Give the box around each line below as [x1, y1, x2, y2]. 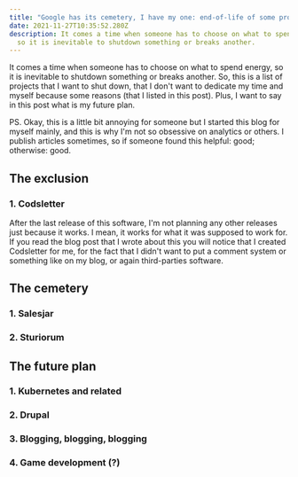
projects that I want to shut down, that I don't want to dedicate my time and [9, 81, 284, 91]
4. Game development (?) [9, 457, 121, 469]
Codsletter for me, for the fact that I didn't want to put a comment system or [9, 246, 286, 256]
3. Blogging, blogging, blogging [9, 433, 148, 445]
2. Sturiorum [9, 332, 65, 344]
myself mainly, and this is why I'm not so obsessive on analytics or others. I [9, 126, 285, 137]
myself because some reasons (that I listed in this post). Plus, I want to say [9, 90, 282, 101]
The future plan [9, 358, 97, 373]
